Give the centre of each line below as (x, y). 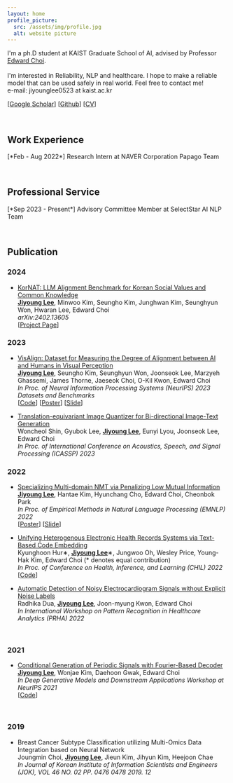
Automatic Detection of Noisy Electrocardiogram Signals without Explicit (121, 589)
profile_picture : (33, 20)
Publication (33, 252)
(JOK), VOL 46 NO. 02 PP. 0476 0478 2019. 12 (84, 772)
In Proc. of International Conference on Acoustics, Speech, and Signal (119, 446)
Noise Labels (36, 596)
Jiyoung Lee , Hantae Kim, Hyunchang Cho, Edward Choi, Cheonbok (116, 494)
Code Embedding (62, 545)
